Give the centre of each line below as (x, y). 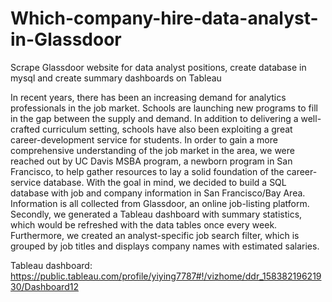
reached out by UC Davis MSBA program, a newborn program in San (151, 161)
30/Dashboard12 (44, 286)
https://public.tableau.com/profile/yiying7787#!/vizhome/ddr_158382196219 (166, 276)
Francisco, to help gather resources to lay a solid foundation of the (147, 171)
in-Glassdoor (66, 39)
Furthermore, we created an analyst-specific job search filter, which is (155, 235)
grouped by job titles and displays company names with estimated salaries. (165, 246)
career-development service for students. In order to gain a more (144, 139)
